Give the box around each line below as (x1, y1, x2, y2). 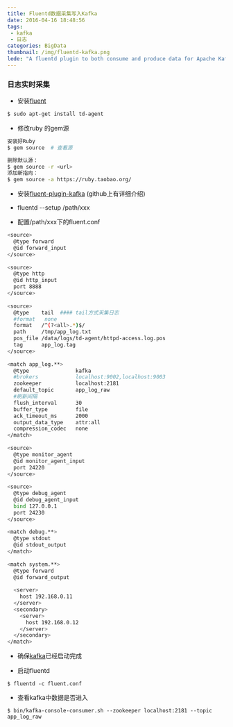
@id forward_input (13, 244, 67, 251)
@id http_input (13, 277, 58, 284)
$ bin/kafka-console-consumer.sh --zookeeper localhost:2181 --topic (7, 708, 213, 715)
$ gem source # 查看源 (7, 144, 73, 151)
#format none (13, 315, 58, 323)
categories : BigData (7, 42, 67, 49)
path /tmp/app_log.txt (13, 328, 92, 335)
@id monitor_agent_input (13, 458, 85, 465)
